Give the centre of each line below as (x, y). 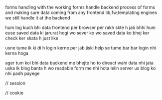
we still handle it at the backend (38, 18)
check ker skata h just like (32, 38)
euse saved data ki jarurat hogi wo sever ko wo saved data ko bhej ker (77, 33)
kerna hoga (17, 53)
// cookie (14, 93)
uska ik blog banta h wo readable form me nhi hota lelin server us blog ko (81, 68)
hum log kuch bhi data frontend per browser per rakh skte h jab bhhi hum (81, 27)
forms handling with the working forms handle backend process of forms (80, 7)
